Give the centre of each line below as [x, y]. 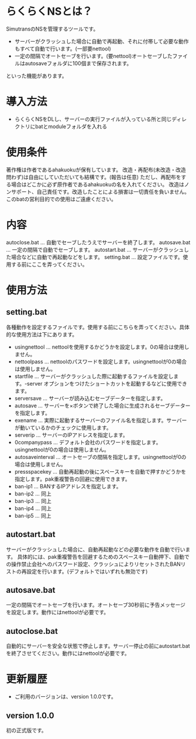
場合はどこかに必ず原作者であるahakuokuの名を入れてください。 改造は [97, 184]
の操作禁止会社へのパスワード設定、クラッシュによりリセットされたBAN [94, 564]
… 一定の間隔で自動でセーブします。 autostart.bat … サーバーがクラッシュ [95, 249]
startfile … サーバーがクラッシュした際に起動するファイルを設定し [94, 376]
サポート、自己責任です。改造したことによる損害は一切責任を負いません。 [100, 191]
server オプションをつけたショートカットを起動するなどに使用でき [107, 383]
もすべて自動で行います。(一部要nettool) [63, 48]
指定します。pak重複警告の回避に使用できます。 [72, 479]
